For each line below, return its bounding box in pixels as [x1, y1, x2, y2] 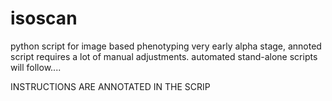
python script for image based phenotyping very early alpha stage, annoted [10, 40, 322, 52]
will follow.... [10, 61, 62, 73]
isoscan [10, 7, 78, 30]
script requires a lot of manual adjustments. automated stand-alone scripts [10, 50, 318, 62]
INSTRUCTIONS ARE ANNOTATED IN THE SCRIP [10, 80, 211, 92]
